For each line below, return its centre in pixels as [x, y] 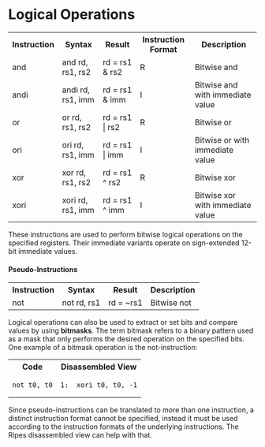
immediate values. [48, 251]
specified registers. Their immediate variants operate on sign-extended [124, 243]
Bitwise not [171, 303]
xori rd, [75, 200]
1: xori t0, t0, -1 [99, 385]
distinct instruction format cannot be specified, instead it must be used [123, 419]
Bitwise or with [222, 140]
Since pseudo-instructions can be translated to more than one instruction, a [131, 410]
